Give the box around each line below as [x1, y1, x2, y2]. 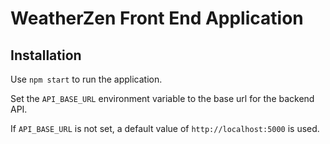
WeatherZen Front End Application [10, 7, 304, 30]
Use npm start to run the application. [10, 73, 163, 85]
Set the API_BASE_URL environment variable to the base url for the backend [10, 93, 315, 104]
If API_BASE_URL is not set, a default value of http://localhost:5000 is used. [10, 123, 320, 134]
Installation [10, 47, 82, 64]
